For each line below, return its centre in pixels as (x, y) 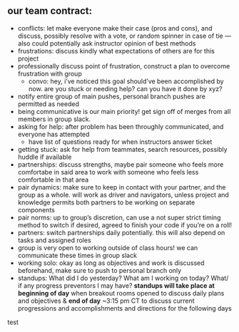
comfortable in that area (53, 180)
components (36, 209)
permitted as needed (49, 104)
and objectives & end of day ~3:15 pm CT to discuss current (106, 301)
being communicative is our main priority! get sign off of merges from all (124, 111)
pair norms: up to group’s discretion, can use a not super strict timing (119, 217)
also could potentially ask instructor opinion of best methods (107, 43)
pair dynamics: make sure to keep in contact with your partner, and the (122, 187)
